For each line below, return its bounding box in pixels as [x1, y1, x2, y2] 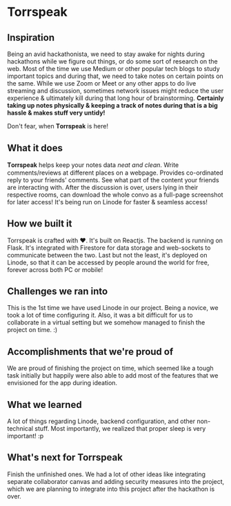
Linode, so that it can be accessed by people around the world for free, [7, 258, 210, 266]
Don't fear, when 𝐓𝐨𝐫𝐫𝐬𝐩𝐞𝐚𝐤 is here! [7, 122, 109, 130]
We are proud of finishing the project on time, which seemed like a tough [7, 364, 214, 373]
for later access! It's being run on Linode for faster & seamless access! [7, 197, 208, 206]
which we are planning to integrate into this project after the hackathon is [7, 485, 215, 493]
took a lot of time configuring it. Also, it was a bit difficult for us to [7, 311, 193, 320]
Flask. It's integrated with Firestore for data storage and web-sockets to [7, 243, 211, 252]
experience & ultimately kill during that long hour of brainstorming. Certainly [7, 94, 224, 102]
